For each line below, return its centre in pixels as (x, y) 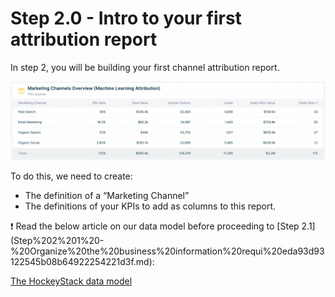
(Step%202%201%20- (57, 240)
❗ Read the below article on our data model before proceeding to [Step (155, 226)
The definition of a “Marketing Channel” (107, 195)
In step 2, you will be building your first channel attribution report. (145, 67)
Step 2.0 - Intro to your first (126, 18)
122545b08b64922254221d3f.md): (82, 261)
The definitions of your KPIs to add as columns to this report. (150, 206)
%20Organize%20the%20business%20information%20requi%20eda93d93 (167, 251)
